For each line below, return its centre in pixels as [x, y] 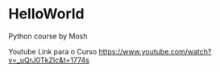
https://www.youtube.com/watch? [155, 51]
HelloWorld [46, 14]
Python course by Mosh [48, 36]
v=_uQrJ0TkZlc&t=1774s [49, 60]
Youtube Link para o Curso [53, 51]
